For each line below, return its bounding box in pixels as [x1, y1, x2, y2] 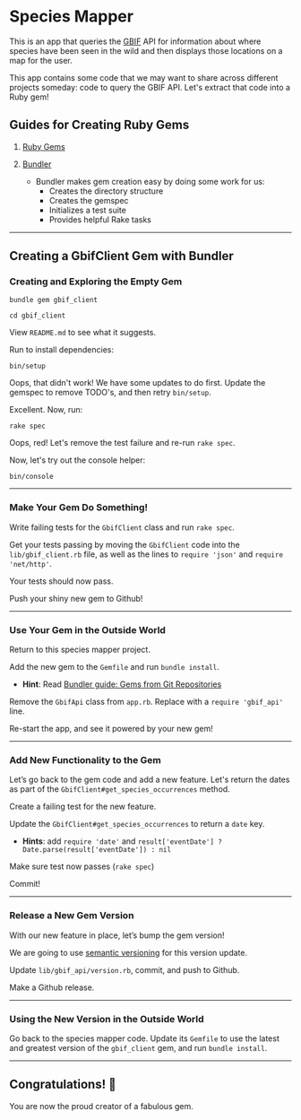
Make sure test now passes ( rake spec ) [9, 861, 155, 872]
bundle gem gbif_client [9, 296, 99, 305]
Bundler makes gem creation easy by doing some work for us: [35, 176, 265, 187]
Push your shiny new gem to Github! [9, 593, 143, 603]
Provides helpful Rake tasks [48, 213, 152, 225]
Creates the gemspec [48, 195, 129, 205]
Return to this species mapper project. [9, 644, 150, 656]
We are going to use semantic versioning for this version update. [9, 947, 248, 958]
